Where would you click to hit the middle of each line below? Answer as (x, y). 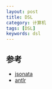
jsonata (24, 74)
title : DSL (19, 17)
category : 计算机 (26, 23)
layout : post (22, 12)
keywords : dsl (24, 34)
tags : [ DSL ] (21, 28)
